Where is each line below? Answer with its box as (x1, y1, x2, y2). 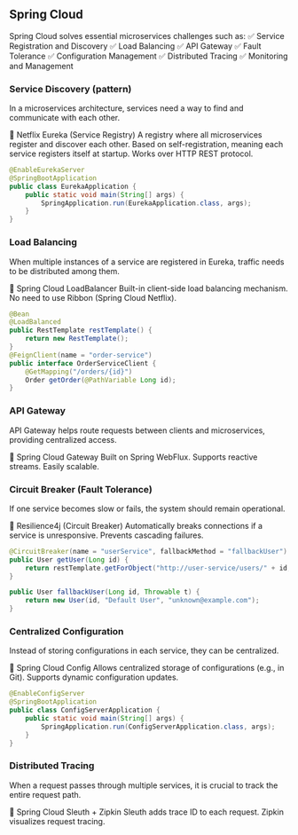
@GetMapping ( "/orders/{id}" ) (25, 367, 133, 376)
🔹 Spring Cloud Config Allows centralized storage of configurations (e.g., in (9, 663, 285, 674)
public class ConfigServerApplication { (9, 705, 161, 715)
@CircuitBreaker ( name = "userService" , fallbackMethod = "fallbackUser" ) (9, 547, 288, 555)
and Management (9, 60, 74, 71)
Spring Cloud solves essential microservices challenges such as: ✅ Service (9, 30, 286, 41)
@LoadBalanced (9, 318, 62, 327)
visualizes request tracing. (9, 815, 106, 826)
